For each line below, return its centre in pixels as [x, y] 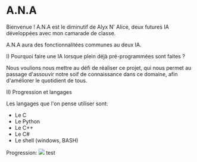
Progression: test [31, 152]
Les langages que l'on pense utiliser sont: [57, 103]
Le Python [27, 121]
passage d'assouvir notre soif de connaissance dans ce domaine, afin [92, 74]
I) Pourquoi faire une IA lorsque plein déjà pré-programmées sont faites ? [96, 56]
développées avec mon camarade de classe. [61, 33]
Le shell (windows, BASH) [46, 140]
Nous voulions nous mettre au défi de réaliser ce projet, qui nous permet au [99, 68]
